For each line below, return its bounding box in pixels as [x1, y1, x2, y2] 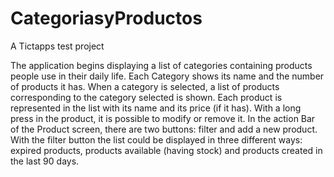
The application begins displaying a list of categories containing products [10, 59, 313, 71]
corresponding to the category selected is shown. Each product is [10, 91, 283, 103]
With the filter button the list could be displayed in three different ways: [10, 133, 303, 146]
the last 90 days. [10, 155, 80, 167]
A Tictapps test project [10, 40, 105, 52]
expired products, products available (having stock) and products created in [10, 144, 323, 156]
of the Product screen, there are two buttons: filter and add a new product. [10, 123, 318, 135]
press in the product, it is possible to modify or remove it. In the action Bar [10, 112, 316, 124]
